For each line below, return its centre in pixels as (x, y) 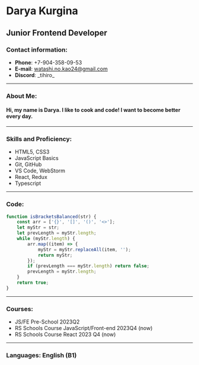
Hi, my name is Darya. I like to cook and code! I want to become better (93, 110)
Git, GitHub (28, 165)
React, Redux (31, 177)
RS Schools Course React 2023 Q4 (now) (65, 334)
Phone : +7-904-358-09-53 (48, 62)
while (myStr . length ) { (46, 239)
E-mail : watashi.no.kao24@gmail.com (61, 69)
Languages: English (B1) (41, 356)
